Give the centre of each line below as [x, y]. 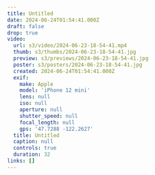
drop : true [23, 33]
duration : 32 [32, 155]
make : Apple [36, 84]
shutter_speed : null [49, 116]
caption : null [33, 142]
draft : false [26, 26]
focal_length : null [47, 122]
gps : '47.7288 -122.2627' [57, 129]
